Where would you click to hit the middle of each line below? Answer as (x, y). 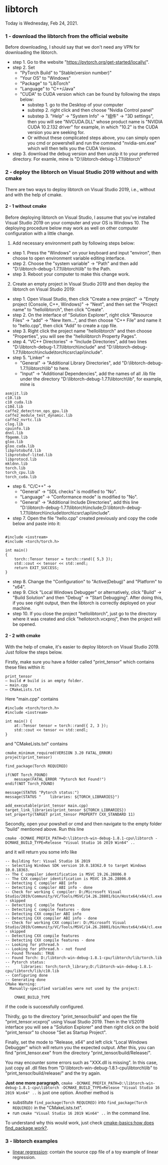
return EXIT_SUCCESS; (36, 568)
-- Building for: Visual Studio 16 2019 (48, 861)
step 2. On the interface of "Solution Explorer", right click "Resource (82, 315)
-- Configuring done (27, 975)
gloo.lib (14, 442)
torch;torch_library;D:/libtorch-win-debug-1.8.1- (99, 966)
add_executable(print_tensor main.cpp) (47, 806)
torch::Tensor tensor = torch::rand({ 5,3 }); (63, 559)
